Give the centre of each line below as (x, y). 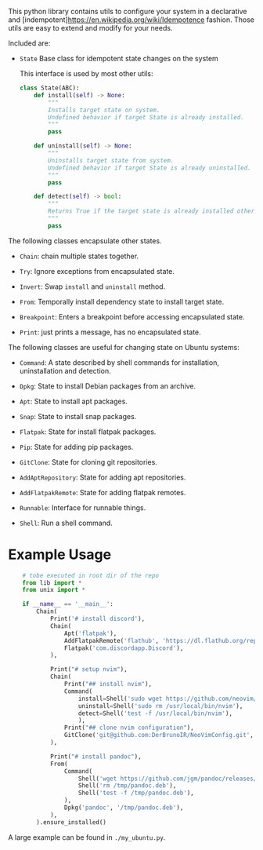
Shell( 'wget (97, 779)
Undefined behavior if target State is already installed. (146, 117)
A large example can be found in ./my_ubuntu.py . (87, 837)
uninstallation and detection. (65, 370)
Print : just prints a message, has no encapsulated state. (110, 332)
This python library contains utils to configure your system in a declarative (128, 11)
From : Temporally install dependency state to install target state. (122, 301)
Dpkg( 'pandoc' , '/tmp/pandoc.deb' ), (124, 808)
